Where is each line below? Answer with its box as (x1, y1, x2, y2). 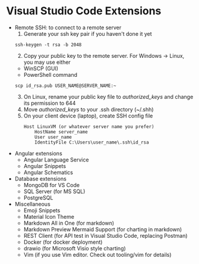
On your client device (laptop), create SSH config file (23, 112, 153, 119)
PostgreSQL (23, 194, 53, 201)
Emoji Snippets (23, 207, 61, 214)
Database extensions (14, 175, 67, 182)
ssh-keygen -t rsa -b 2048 (14, 42, 82, 48)
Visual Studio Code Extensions (6, 4, 162, 18)
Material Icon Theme (23, 213, 74, 220)
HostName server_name (34, 129, 88, 135)
